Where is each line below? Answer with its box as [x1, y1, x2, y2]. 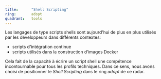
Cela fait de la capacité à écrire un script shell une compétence [5, 59, 132, 64]
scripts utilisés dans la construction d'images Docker [12, 49, 118, 55]
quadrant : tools [5, 16, 42, 21]
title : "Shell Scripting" [5, 7, 69, 12]
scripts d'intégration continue [12, 44, 72, 50]
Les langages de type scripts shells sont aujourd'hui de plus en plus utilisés [5, 30, 157, 35]
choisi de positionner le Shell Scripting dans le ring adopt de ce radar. [5, 69, 145, 75]
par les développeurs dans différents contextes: [5, 34, 101, 40]
